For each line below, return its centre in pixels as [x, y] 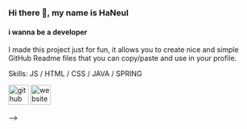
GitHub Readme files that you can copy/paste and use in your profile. [123, 58]
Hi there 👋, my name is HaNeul [68, 13]
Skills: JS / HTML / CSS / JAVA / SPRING [75, 74]
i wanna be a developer [48, 32]
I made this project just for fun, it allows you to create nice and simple [123, 50]
